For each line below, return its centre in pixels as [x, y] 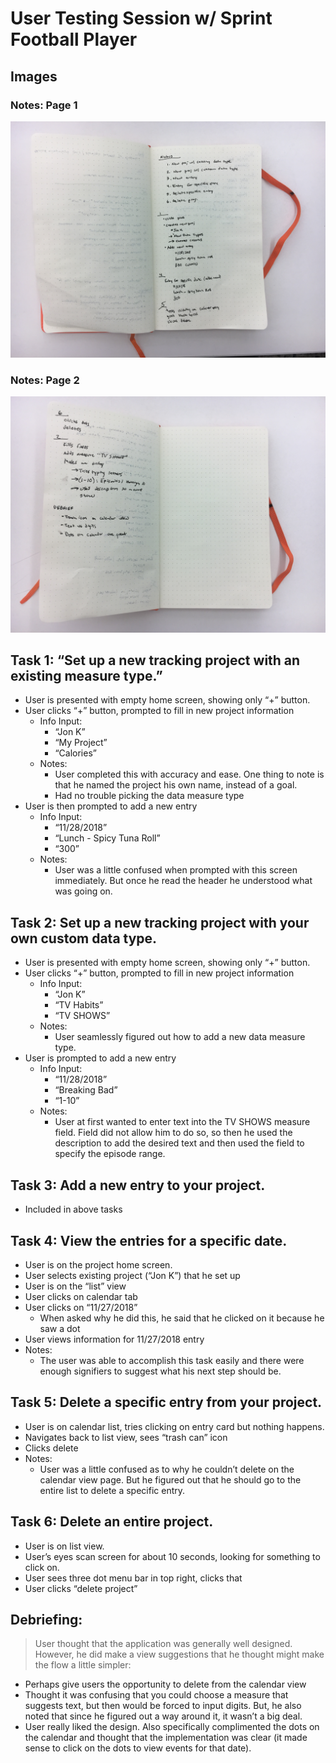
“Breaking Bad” [86, 1090]
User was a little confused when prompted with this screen [176, 870]
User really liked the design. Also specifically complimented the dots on [172, 1727]
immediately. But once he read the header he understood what [183, 881]
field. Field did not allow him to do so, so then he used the [173, 1133]
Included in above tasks [73, 1209]
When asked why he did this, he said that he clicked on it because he [182, 1318]
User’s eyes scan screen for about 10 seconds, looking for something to [172, 1556]
